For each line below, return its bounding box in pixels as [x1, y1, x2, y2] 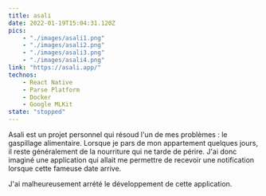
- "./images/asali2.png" [22, 41, 105, 49]
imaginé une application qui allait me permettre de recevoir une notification [8, 155, 255, 164]
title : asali [8, 11, 52, 20]
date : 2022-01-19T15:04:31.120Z [8, 19, 115, 27]
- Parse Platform [22, 85, 80, 94]
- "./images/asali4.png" [22, 57, 105, 65]
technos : [8, 71, 37, 79]
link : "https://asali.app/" [8, 64, 102, 72]
